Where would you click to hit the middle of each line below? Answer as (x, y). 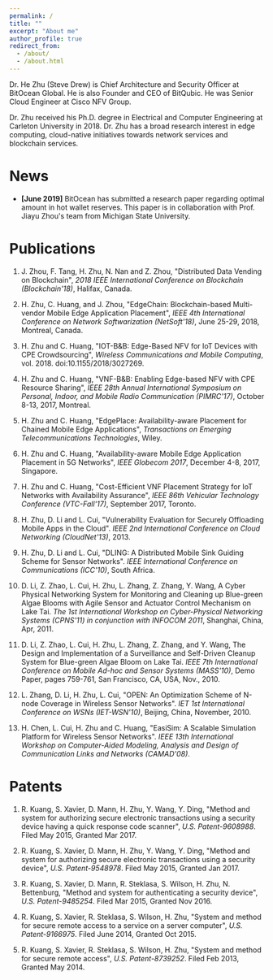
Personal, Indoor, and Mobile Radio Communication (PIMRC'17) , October (143, 396)
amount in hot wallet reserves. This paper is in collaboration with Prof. (138, 207)
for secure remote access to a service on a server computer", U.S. (132, 925)
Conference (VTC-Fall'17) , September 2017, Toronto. (108, 504)
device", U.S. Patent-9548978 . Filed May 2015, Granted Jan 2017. (130, 868)
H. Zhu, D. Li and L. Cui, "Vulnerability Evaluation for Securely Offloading (142, 519)
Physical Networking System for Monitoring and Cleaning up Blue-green (142, 594)
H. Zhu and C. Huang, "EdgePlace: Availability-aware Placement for (134, 420)
